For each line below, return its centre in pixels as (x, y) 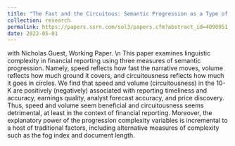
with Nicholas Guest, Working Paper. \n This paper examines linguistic (109, 53)
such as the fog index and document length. (71, 135)
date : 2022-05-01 (33, 33)
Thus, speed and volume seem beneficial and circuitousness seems (106, 105)
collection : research (39, 20)
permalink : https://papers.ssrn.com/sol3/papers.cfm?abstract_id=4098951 (118, 27)
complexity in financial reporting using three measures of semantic (104, 61)
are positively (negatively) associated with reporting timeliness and (110, 91)
